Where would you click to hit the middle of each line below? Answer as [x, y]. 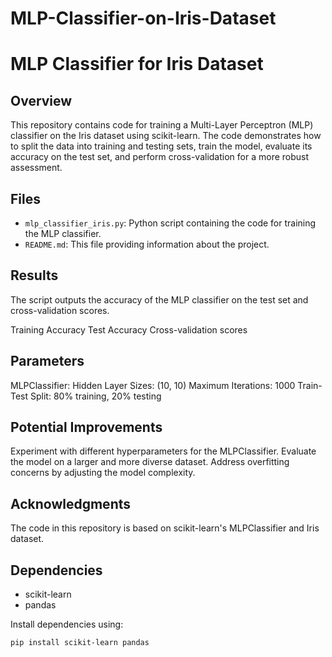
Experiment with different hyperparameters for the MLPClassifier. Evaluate [163, 451]
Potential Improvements [86, 427]
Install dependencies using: [67, 624]
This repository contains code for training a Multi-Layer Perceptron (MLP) [162, 125]
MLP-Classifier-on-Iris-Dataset [143, 18]
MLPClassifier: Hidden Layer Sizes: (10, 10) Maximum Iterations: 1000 [153, 385]
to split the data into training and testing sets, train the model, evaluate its [161, 146]
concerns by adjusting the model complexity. [103, 473]
